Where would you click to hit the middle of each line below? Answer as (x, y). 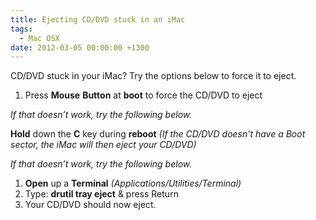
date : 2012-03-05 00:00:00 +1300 (80, 47)
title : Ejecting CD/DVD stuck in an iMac (98, 19)
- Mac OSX (39, 38)
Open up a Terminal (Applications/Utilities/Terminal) (133, 183)
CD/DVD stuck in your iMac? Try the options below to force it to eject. (153, 76)
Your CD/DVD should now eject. (90, 205)
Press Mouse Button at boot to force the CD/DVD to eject (143, 95)
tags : (21, 29)
